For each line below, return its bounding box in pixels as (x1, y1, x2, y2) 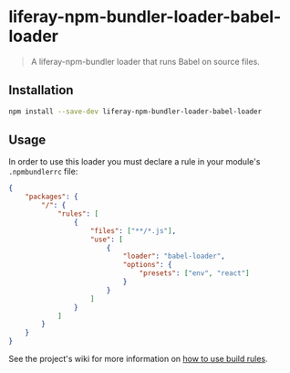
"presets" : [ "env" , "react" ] (139, 269, 250, 278)
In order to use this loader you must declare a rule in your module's (8, 156, 261, 167)
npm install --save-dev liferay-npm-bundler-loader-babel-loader (8, 107, 262, 116)
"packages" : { (25, 192, 78, 202)
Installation (8, 82, 74, 98)
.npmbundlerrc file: (8, 166, 78, 177)
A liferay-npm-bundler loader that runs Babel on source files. (30, 56, 261, 67)
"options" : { (122, 261, 172, 270)
